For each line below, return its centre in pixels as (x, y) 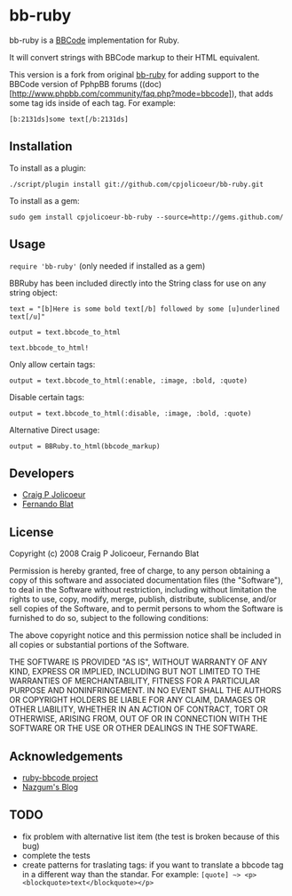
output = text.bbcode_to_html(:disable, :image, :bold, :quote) (130, 413)
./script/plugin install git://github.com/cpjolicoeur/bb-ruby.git (137, 184)
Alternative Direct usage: (55, 430)
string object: (33, 292)
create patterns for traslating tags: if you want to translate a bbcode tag (153, 865)
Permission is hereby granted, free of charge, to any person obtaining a (140, 571)
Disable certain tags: (47, 397)
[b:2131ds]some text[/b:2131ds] (69, 119)
